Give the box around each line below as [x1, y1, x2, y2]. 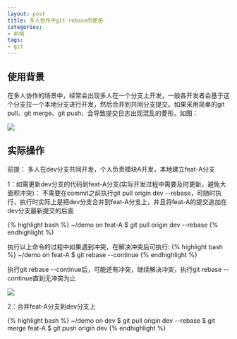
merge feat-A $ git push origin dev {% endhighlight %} [7, 323, 166, 332]
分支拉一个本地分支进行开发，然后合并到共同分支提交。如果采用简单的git [13, 100, 225, 108]
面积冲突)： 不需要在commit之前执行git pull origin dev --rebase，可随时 [7, 189, 216, 197]
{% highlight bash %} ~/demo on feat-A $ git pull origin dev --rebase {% [7, 220, 219, 229]
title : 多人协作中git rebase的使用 [7, 17, 104, 24]
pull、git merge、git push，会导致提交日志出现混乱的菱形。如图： [7, 109, 199, 117]
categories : [7, 23, 42, 30]
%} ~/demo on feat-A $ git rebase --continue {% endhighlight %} [7, 250, 197, 258]
